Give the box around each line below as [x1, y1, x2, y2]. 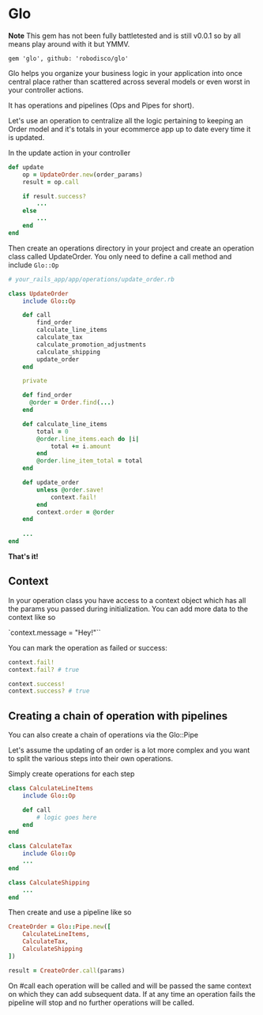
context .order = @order [36, 507, 115, 516]
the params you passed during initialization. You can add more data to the [8, 604, 249, 613]
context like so [8, 612, 56, 621]
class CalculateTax [8, 843, 73, 851]
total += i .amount [50, 442, 111, 451]
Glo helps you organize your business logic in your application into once [8, 68, 242, 77]
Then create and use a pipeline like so [8, 907, 132, 917]
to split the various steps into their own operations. [8, 754, 174, 764]
